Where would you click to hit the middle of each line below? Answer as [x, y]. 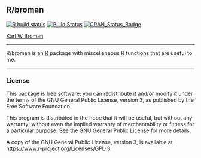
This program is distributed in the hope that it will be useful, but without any [99, 118]
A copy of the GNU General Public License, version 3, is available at [90, 142]
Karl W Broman [25, 36]
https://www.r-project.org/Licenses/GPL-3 [58, 148]
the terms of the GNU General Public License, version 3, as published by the [100, 100]
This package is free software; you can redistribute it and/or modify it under [100, 94]
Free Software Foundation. [39, 107]
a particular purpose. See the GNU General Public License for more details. [99, 130]
